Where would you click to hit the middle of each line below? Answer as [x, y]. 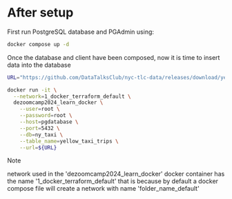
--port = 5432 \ [40, 128]
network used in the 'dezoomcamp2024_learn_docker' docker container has [116, 174]
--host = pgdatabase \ [49, 122]
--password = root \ [46, 116]
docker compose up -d [38, 44]
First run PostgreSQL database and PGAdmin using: [80, 32]
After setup [40, 13]
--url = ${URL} [38, 147]
